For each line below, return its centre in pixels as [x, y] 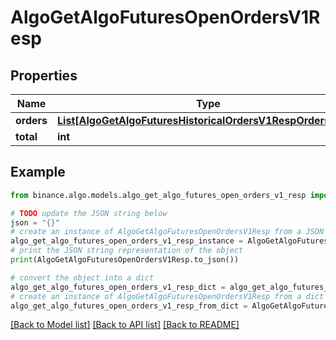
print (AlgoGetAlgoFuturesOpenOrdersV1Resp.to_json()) [125, 260]
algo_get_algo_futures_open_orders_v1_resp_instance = [127, 241]
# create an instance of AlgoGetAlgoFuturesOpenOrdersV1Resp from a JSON [167, 232]
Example [38, 172]
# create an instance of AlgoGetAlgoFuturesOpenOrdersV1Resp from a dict [167, 296]
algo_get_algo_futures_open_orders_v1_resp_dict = [118, 287]
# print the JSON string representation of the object [127, 251]
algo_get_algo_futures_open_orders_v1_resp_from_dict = [129, 306]
